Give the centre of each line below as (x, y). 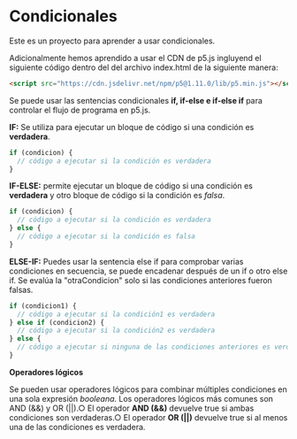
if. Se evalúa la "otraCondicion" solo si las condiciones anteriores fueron (141, 280)
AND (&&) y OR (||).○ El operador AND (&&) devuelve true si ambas (132, 408)
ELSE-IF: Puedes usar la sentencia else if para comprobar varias (127, 261)
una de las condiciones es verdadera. (77, 427)
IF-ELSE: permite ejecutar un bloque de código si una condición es (131, 186)
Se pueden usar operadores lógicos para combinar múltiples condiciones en (148, 389)
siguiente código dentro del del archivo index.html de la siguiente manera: (144, 67)
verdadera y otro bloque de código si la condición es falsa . (117, 196)
